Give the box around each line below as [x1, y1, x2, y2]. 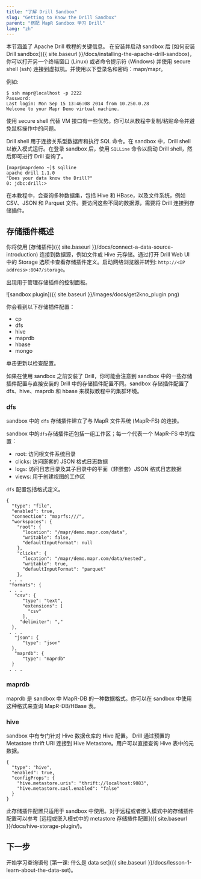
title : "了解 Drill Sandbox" [6, 8, 78, 15]
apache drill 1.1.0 [6, 170, 55, 176]
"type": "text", [22, 598, 63, 604]
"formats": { [8, 582, 42, 588]
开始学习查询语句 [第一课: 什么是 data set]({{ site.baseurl [6, 859, 147, 866]
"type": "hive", [11, 764, 52, 771]
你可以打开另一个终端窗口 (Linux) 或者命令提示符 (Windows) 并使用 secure [6, 58, 191, 65]
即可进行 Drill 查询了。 [11, 153, 67, 160]
